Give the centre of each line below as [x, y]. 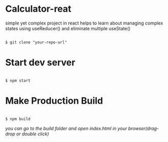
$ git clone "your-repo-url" [36, 42]
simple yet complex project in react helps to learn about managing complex [84, 23]
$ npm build [18, 119]
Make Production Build [54, 101]
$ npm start [18, 80]
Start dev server [40, 63]
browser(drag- [144, 128]
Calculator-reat [38, 9]
